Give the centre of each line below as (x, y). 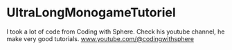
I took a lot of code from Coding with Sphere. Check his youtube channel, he (116, 32)
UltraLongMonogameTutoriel (91, 13)
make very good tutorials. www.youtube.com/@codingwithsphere (100, 38)
